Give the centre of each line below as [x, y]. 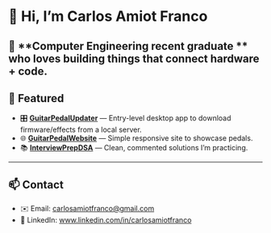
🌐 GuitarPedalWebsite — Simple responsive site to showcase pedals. [136, 138]
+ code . [28, 71]
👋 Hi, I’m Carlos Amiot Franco [108, 16]
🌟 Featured [36, 98]
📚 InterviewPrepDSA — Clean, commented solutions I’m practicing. [134, 148]
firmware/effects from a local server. [81, 130]
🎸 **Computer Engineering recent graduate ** [128, 46]
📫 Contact [36, 184]
